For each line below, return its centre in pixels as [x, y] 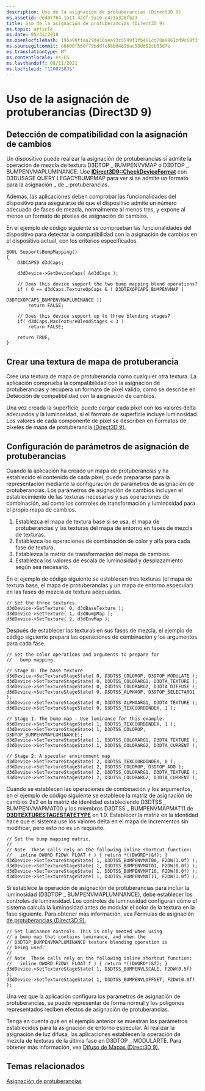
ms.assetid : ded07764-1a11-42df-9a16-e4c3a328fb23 [72, 18]
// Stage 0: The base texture [45, 670]
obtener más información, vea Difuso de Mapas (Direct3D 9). [83, 1047]
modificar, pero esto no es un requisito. [56, 828]
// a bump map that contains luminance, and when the [76, 937]
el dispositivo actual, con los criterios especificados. [72, 241]
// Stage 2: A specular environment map [59, 756]
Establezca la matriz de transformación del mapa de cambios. [93, 554]
